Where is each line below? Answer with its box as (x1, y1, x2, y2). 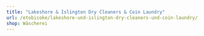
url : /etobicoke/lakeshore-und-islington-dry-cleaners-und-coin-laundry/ (6, 15, 199, 21)
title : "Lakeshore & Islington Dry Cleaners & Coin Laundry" (6, 9, 166, 15)
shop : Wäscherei (6, 20, 48, 26)
